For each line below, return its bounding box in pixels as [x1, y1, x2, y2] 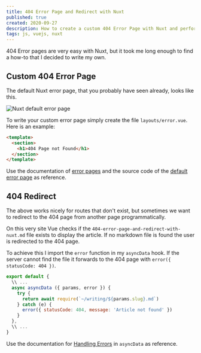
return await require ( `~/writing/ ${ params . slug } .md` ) [22, 296, 160, 302]
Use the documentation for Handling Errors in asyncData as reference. [6, 340, 178, 347]
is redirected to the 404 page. [6, 238, 80, 245]
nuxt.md [6, 233, 26, 239]
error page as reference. [6, 174, 67, 181]
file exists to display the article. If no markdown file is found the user [26, 232, 195, 239]
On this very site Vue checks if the [6, 225, 91, 232]
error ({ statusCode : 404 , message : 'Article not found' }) [22, 307, 172, 313]
